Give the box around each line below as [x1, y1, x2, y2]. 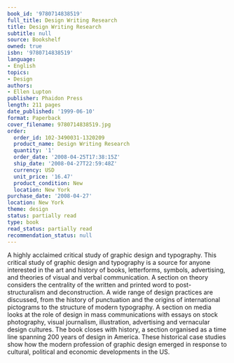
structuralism [7, 288, 46, 296]
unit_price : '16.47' [13, 173, 74, 180]
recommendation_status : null [7, 232, 92, 239]
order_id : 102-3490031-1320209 [13, 134, 105, 141]
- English [7, 62, 36, 69]
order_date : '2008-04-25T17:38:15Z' [13, 153, 121, 161]
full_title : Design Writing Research [7, 17, 118, 24]
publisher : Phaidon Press [7, 95, 83, 102]
